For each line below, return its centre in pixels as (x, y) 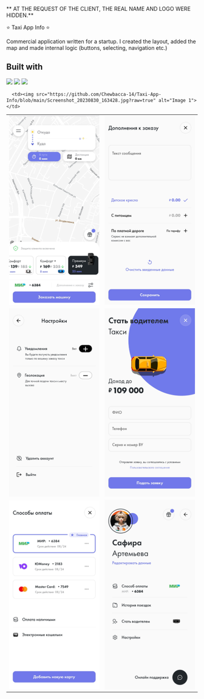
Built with (25, 67)
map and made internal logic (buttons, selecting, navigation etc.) (87, 48)
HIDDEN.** (20, 15)
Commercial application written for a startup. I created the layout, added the (101, 41)
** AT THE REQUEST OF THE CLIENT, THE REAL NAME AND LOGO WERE (99, 9)
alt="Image (172, 100)
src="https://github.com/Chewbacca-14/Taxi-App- (99, 94)
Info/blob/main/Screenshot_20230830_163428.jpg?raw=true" (81, 100)
